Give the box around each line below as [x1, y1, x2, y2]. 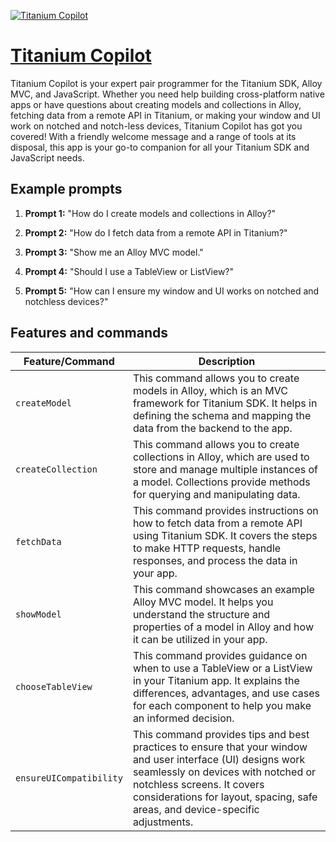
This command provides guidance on [132, 648, 308, 662]
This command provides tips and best [132, 727, 310, 741]
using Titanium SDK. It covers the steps [132, 528, 318, 542]
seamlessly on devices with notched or [132, 765, 317, 779]
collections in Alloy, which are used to [132, 450, 310, 464]
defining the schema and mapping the [132, 408, 312, 422]
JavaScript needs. [10, 151, 85, 164]
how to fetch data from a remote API [132, 516, 303, 530]
